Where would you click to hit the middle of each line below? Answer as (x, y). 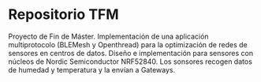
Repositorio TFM (64, 15)
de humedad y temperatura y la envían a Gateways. (92, 69)
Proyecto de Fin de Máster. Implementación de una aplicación (108, 36)
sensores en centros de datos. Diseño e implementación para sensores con (131, 53)
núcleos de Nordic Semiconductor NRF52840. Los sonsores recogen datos (130, 61)
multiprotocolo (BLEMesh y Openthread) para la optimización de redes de (128, 44)
